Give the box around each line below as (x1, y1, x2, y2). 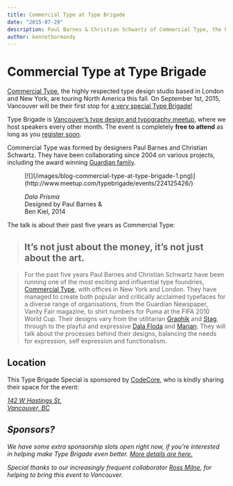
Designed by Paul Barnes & (24, 200, 103, 209)
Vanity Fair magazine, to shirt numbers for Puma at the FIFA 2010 (24, 307, 210, 316)
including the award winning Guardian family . (7, 159, 137, 167)
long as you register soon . (7, 130, 82, 138)
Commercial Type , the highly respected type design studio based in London (7, 87, 224, 95)
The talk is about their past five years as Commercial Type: (7, 221, 175, 229)
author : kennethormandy (7, 33, 76, 40)
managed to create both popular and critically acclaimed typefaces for (24, 293, 226, 300)
